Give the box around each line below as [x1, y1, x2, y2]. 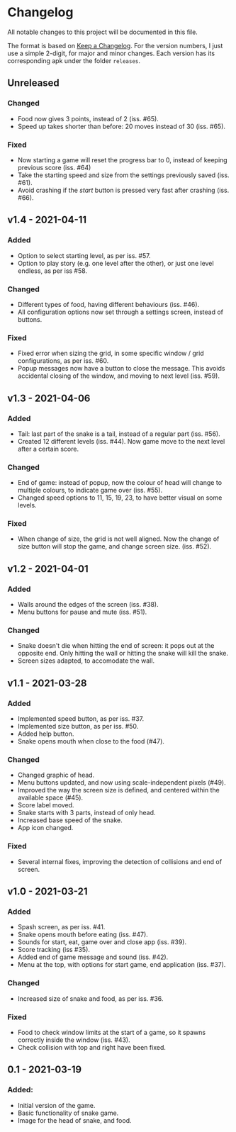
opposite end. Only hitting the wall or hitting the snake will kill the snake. [17, 649, 229, 658]
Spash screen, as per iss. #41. [17, 923, 106, 931]
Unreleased [7, 77, 60, 89]
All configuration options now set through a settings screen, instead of [17, 308, 223, 316]
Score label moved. [17, 801, 74, 809]
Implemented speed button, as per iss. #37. [17, 714, 145, 723]
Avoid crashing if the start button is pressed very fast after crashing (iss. [17, 186, 230, 194]
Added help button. [17, 729, 74, 738]
